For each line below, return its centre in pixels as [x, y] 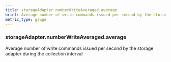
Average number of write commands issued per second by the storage [79, 48]
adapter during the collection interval [44, 53]
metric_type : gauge [26, 19]
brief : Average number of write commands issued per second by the [78, 15]
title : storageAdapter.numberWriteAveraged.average [61, 10]
